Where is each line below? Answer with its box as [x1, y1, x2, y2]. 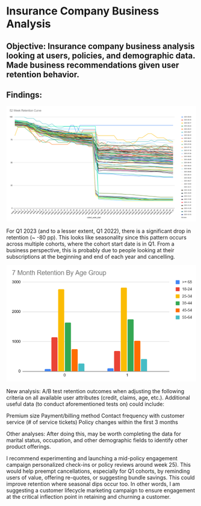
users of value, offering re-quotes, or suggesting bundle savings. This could [6, 473, 195, 481]
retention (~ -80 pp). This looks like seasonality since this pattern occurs [6, 233, 187, 241]
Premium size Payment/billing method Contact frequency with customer [6, 412, 185, 419]
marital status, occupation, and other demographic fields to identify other [6, 436, 188, 444]
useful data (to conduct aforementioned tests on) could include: [6, 400, 164, 408]
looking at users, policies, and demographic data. [6, 50, 196, 61]
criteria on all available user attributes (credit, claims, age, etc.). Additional [6, 394, 191, 401]
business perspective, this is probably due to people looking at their [6, 246, 175, 254]
